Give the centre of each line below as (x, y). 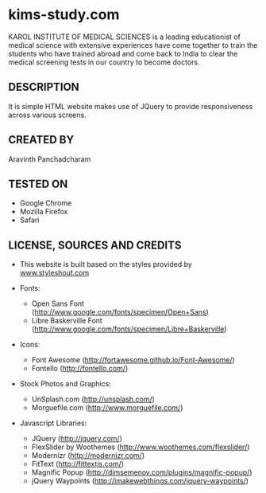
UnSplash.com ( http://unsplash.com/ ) (93, 399)
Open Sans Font (58, 303)
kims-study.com (64, 15)
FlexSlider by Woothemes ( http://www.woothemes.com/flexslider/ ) (141, 447)
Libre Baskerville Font (67, 321)
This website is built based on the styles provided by (106, 264)
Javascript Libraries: (53, 423)
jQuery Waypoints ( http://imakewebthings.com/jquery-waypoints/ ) (140, 481)
